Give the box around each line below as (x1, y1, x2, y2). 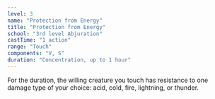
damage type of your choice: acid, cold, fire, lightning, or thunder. (7, 83, 199, 92)
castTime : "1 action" (7, 37, 71, 44)
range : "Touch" (7, 43, 52, 50)
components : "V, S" (7, 50, 65, 57)
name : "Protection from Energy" (7, 17, 103, 24)
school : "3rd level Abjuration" (7, 30, 103, 37)
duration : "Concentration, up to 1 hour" (7, 57, 132, 64)
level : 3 (7, 10, 33, 18)
